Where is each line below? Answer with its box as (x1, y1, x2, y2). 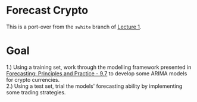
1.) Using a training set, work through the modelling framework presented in (6, 63, 192, 71)
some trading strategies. (6, 88, 66, 95)
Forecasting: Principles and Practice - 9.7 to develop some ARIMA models (6, 69, 187, 77)
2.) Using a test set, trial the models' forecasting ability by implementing (6, 82, 183, 90)
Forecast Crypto (6, 4, 88, 17)
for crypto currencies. (6, 76, 60, 83)
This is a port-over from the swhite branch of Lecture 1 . (6, 23, 142, 30)
